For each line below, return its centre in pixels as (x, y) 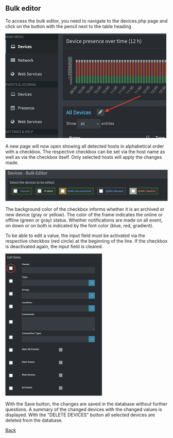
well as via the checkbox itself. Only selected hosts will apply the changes (84, 157)
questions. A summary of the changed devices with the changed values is (84, 409)
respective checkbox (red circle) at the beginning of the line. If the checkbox (86, 241)
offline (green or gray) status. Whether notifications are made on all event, (84, 220)
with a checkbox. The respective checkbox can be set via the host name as (85, 152)
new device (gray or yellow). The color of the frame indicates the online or (84, 214)
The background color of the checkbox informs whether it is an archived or (85, 209)
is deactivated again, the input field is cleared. (54, 246)
